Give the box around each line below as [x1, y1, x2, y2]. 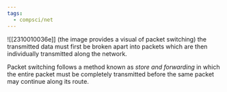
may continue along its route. [7, 77, 89, 85]
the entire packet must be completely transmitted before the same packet [7, 70, 214, 78]
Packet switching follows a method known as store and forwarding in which [7, 63, 220, 71]
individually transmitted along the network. [7, 49, 128, 58]
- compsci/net [13, 16, 53, 23]
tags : [7, 10, 23, 17]
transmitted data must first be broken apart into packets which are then [7, 42, 208, 50]
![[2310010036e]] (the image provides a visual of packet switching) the [7, 35, 207, 43]
